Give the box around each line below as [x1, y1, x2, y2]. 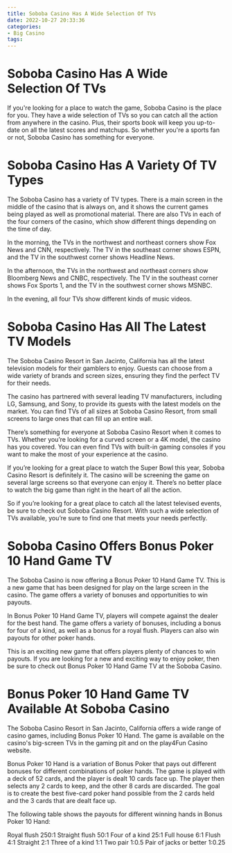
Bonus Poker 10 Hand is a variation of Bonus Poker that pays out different [7, 759, 217, 768]
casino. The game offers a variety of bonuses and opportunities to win [7, 590, 208, 599]
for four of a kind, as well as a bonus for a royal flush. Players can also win [7, 626, 220, 634]
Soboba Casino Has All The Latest [7, 319, 206, 335]
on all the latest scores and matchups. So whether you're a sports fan [21, 126, 220, 134]
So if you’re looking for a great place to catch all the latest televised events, [7, 499, 222, 507]
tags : [7, 36, 23, 43]
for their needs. [7, 379, 51, 387]
